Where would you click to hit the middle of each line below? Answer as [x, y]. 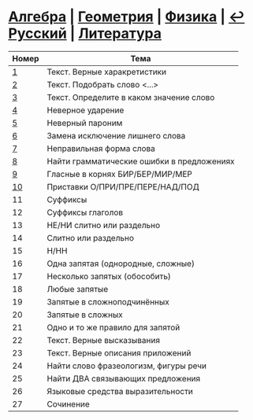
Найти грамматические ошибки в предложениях [141, 161]
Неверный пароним [85, 123]
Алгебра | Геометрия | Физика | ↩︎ [126, 17]
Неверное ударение [86, 110]
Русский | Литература [85, 33]
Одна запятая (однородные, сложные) [121, 263]
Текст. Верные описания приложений [119, 352]
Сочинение [69, 403]
